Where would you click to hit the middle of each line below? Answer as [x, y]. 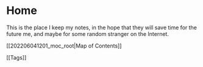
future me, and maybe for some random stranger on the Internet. [88, 33]
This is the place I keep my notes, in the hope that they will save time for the [101, 27]
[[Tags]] [16, 57]
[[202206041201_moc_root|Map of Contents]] [64, 46]
